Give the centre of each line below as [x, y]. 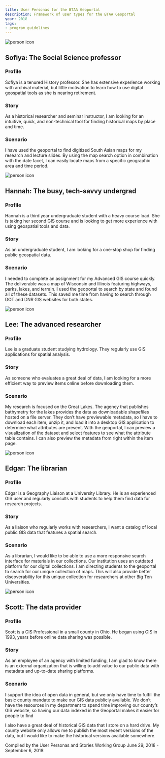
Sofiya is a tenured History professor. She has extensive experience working [83, 82]
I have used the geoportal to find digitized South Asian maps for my [73, 150]
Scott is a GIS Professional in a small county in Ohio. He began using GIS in [81, 632]
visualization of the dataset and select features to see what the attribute [78, 433]
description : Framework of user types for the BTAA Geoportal [70, 14]
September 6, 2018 [24, 750]
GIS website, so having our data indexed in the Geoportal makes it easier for [82, 710]
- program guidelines [27, 28]
